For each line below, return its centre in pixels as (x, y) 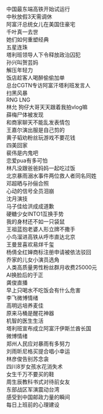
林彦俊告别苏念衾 (28, 359)
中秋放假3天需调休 (29, 16)
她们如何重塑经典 (28, 39)
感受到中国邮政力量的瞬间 (38, 397)
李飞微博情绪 (22, 298)
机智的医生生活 (25, 321)
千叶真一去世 (22, 32)
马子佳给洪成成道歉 (30, 206)
